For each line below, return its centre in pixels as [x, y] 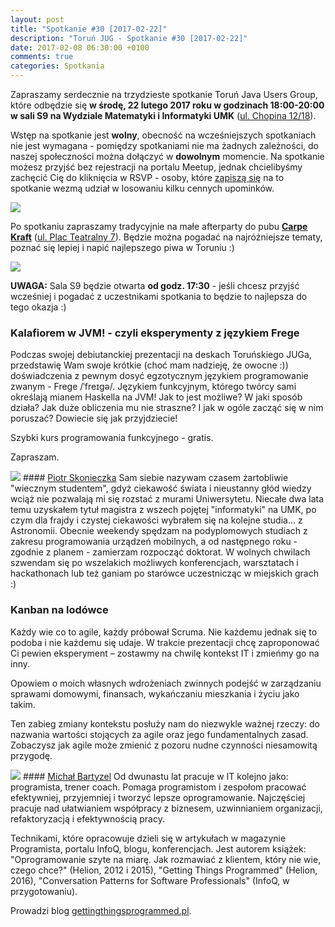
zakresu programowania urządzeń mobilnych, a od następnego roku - [154, 542]
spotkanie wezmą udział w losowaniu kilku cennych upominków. [142, 188]
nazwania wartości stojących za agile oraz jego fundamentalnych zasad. [159, 734]
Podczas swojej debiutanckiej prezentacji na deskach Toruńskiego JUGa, [161, 355]
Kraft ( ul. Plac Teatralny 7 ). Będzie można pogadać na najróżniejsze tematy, [166, 237]
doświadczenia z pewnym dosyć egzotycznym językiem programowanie [159, 376]
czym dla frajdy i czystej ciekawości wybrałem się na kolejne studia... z [156, 520]
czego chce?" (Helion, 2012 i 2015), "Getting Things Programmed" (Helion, [164, 870]
